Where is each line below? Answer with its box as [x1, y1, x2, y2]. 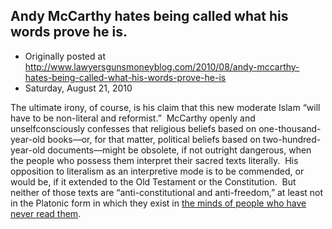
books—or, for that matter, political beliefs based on [47, 133, 261, 145]
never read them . [10, 207, 82, 219]
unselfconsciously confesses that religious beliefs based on [10, 122, 257, 134]
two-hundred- [262, 133, 322, 145]
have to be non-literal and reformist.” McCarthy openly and [10, 112, 256, 124]
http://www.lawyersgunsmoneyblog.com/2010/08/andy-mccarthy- [24, 60, 300, 73]
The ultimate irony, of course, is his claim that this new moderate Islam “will [10, 101, 321, 113]
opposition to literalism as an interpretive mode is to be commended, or [10, 165, 305, 177]
